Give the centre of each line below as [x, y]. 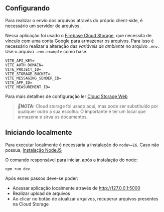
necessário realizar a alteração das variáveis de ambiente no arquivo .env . [82, 46]
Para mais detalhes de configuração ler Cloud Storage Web [66, 96]
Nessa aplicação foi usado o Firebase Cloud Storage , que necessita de [78, 35]
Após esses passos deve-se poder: [42, 178]
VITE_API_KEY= [20, 61]
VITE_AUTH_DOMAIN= [24, 65]
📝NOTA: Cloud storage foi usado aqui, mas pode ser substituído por [88, 106]
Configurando [28, 8]
